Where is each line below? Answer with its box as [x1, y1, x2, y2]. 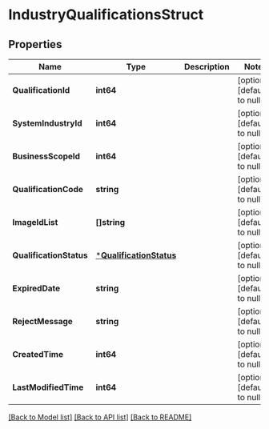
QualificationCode [12, 184, 84, 194]
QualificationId [12, 85, 70, 95]
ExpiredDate [12, 283, 61, 294]
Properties [8, 38, 62, 51]
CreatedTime [12, 349, 64, 359]
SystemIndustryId [12, 118, 82, 129]
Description [183, 62, 230, 72]
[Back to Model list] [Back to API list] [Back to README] [8, 412, 192, 422]
